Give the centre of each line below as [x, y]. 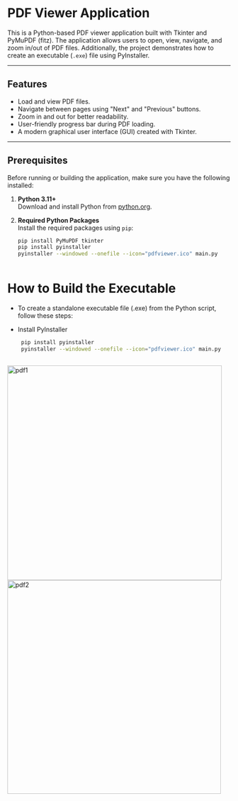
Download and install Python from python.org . [85, 206]
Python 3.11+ [37, 199]
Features [27, 84]
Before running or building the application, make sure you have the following [119, 177]
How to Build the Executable [92, 288]
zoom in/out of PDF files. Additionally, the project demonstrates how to [110, 48]
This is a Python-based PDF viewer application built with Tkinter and [107, 33]
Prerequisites [38, 161]
